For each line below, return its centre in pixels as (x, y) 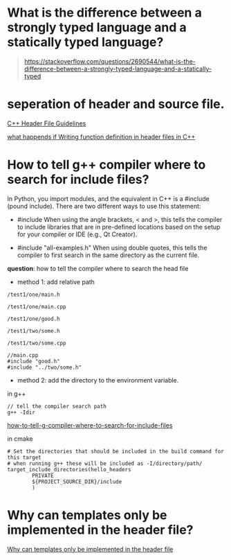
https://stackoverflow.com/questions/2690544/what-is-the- (110, 61)
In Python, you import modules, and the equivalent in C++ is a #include (108, 198)
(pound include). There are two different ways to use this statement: (104, 206)
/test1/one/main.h (34, 295)
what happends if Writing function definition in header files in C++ (101, 137)
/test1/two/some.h (34, 331)
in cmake (20, 439)
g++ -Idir (21, 412)
